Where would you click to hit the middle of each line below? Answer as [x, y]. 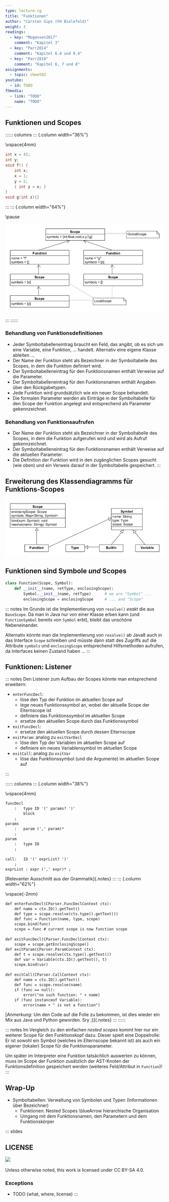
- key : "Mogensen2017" [34, 37]
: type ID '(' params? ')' [45, 809]
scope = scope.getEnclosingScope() [52, 945]
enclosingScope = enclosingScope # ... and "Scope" [83, 599]
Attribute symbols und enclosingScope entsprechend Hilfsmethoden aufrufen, [85, 645]
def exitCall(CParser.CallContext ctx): [48, 975]
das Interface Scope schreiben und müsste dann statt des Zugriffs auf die [81, 640]
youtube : [14, 80]
